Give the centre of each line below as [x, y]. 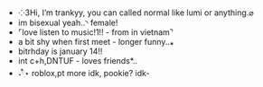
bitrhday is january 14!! [60, 51]
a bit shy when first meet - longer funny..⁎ [96, 42]
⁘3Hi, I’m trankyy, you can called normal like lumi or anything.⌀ [136, 13]
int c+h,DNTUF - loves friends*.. [78, 61]
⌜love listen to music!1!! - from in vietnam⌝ [96, 32]
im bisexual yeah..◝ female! [68, 22]
